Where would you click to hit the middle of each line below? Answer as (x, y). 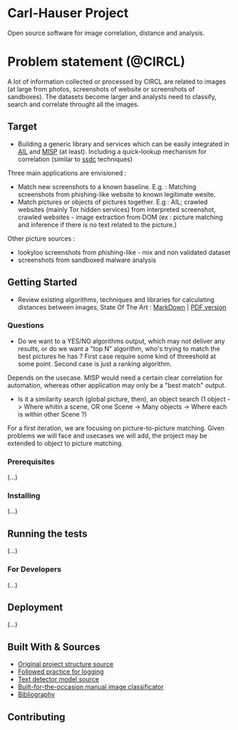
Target (22, 127)
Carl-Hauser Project (68, 13)
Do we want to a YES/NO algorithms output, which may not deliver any (121, 341)
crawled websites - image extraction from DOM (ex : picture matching (120, 217)
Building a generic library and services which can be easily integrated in (123, 143)
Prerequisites (31, 462)
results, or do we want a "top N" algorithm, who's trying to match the (119, 348)
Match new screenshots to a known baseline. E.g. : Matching (107, 186)
